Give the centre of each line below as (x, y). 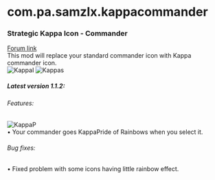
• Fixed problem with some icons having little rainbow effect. (93, 169)
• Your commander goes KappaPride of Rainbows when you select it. (105, 132)
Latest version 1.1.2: (36, 86)
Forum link (22, 48)
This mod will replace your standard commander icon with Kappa (99, 56)
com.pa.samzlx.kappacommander (107, 12)
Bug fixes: (21, 148)
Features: (21, 103)
